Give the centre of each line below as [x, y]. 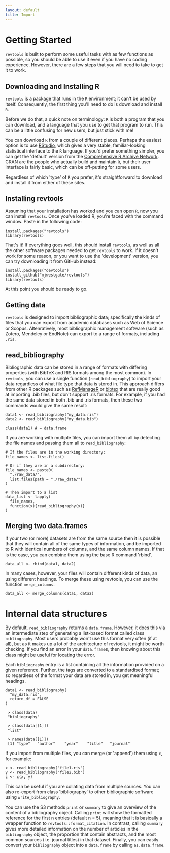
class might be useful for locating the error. [50, 655]
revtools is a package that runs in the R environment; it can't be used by [81, 99]
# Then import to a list [31, 492]
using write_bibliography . [33, 797]
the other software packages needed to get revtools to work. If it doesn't [82, 250]
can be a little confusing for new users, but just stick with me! [70, 130]
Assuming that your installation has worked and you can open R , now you [82, 211]
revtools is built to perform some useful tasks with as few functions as [79, 54]
